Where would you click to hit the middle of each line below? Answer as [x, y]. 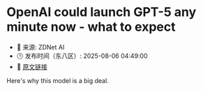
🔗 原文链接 [32, 66]
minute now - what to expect [91, 27]
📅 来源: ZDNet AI [40, 47]
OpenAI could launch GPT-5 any [101, 12]
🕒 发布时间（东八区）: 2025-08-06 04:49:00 [82, 56]
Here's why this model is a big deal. [58, 80]
